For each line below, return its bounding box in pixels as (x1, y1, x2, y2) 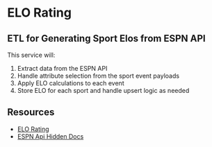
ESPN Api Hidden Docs (17, 132, 84, 140)
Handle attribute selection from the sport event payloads (17, 71, 179, 80)
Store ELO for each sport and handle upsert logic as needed (17, 87, 190, 94)
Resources (7, 106, 55, 119)
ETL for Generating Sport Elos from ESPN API (7, 33, 206, 44)
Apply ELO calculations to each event (17, 79, 124, 87)
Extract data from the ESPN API (17, 64, 108, 72)
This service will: (7, 51, 56, 59)
